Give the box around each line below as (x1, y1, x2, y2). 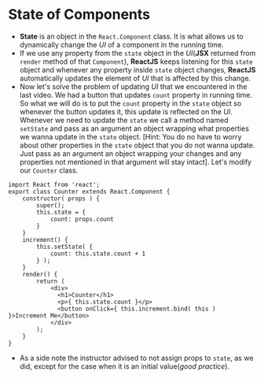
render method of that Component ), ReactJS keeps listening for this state (19, 57, 254, 66)
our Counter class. (19, 165, 79, 175)
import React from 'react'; (8, 180, 101, 188)
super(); (36, 201, 65, 210)
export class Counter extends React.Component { (8, 188, 170, 195)
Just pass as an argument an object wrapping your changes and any (19, 148, 242, 158)
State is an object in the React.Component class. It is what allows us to (19, 32, 244, 41)
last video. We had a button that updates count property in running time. (19, 90, 253, 99)
